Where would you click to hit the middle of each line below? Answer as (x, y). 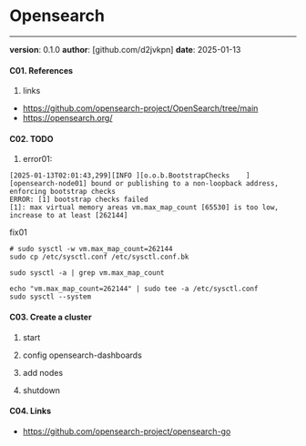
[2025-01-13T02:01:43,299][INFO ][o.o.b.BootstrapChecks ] (130, 176)
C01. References (41, 70)
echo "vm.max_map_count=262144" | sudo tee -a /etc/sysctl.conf (134, 289)
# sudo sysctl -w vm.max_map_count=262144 (91, 249)
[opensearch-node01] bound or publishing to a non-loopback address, (144, 184)
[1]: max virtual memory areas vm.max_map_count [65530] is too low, (144, 208)
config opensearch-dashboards (82, 355)
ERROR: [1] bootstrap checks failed (79, 200)
